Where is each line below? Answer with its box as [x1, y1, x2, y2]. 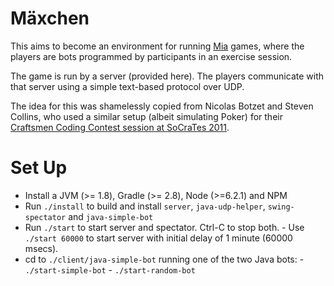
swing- [267, 202, 295, 212]
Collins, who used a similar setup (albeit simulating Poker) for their [10, 110, 283, 122]
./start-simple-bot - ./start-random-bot [24, 263, 196, 276]
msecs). [24, 242, 59, 254]
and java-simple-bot [68, 210, 154, 222]
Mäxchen [10, 7, 90, 30]
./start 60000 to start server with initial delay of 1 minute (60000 [24, 232, 293, 244]
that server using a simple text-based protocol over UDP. [10, 80, 245, 92]
